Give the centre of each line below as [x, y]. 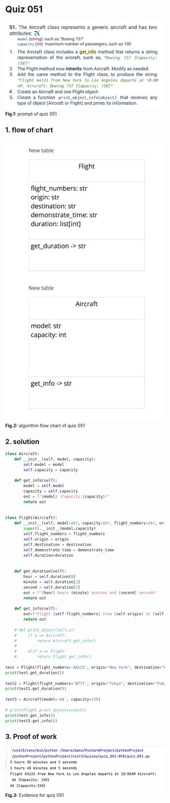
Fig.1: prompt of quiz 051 [31, 114]
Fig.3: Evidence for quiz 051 [35, 795]
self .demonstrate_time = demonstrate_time [69, 550]
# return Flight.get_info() [53, 657]
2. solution [22, 441]
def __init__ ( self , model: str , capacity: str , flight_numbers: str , [86, 523]
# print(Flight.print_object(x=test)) [46, 710]
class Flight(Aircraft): [31, 518]
